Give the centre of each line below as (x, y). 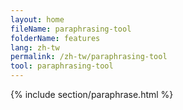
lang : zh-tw (35, 47)
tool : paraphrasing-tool (62, 66)
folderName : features (55, 38)
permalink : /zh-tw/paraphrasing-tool (89, 57)
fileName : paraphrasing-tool (71, 29)
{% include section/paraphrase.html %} (92, 94)
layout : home (37, 19)
